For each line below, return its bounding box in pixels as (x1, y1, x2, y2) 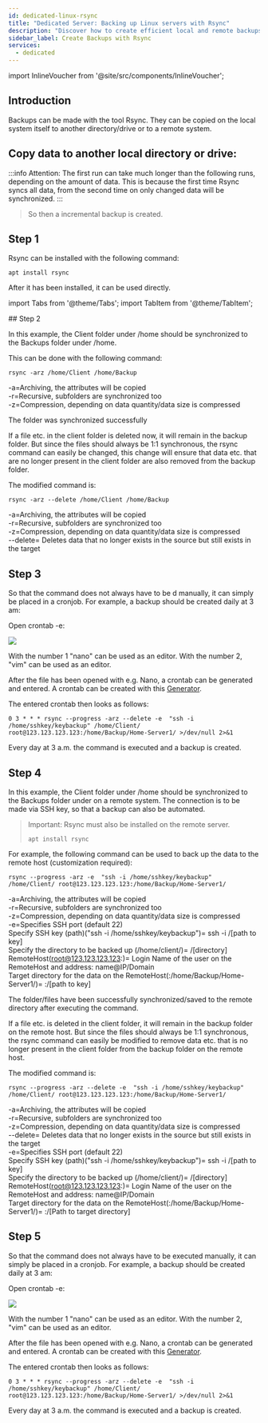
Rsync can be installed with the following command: (8, 254, 179, 263)
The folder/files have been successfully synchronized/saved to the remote (8, 995, 253, 1005)
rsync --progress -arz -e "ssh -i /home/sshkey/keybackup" (8, 873, 213, 881)
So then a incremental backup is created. (27, 209, 164, 218)
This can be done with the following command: (8, 354, 163, 363)
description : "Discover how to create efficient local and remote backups (8, 26, 262, 34)
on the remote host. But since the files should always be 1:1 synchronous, (8, 1027, 249, 1037)
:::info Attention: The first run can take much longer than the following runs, (8, 168, 256, 178)
